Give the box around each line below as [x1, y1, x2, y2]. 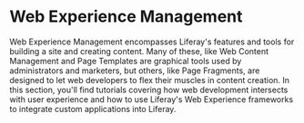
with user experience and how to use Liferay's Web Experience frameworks [9, 93, 294, 105]
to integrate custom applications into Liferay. [9, 103, 177, 114]
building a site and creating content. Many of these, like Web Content [9, 45, 269, 56]
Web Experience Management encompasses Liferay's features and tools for [9, 36, 295, 47]
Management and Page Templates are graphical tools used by [9, 55, 242, 66]
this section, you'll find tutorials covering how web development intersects [9, 84, 289, 95]
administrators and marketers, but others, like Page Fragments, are [9, 65, 260, 76]
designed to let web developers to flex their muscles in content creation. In [9, 74, 289, 85]
